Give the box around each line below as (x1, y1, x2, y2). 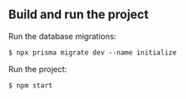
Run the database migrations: (8, 30, 117, 41)
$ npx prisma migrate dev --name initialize (8, 48, 177, 57)
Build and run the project (8, 7, 149, 22)
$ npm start (8, 80, 53, 90)
